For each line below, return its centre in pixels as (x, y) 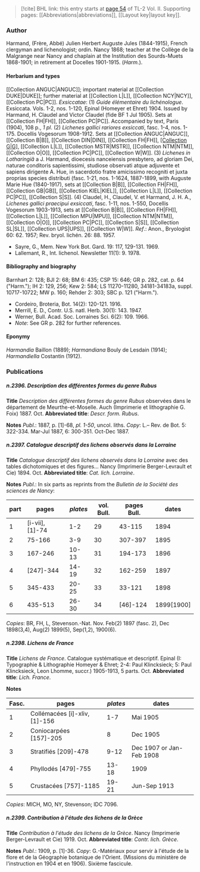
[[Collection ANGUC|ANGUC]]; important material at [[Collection (85, 89)
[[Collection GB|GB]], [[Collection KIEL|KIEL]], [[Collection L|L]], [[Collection (99, 191)
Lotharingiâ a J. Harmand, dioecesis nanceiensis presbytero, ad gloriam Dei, (100, 159)
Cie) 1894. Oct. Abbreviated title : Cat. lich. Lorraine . (71, 473)
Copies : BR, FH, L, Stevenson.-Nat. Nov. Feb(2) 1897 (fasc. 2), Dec (88, 623)
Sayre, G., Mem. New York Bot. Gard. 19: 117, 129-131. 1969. (87, 246)
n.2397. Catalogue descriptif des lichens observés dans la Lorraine (91, 445)
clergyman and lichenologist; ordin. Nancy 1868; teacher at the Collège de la (100, 49)
